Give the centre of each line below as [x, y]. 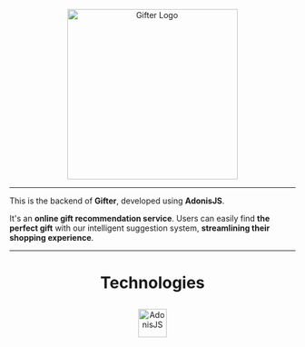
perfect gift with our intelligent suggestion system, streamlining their [140, 228]
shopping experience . [52, 238]
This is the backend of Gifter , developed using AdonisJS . [117, 201]
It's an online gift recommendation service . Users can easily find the [140, 218]
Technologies [152, 283]
